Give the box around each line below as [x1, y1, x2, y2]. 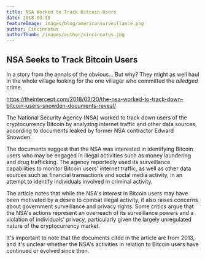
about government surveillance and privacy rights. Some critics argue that [6, 203, 195, 210]
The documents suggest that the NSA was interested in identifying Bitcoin [6, 145, 193, 152]
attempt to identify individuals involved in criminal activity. [6, 178, 153, 185]
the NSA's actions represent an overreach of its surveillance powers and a [6, 209, 194, 216]
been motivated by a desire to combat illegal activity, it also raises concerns [6, 196, 198, 203]
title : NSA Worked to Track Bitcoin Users [6, 9, 117, 15]
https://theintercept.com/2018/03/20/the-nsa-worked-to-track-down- [6, 96, 184, 103]
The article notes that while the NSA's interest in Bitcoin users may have [6, 189, 188, 197]
